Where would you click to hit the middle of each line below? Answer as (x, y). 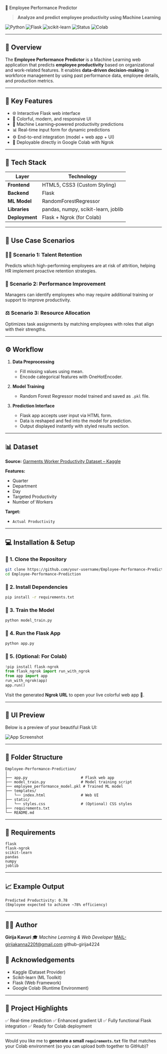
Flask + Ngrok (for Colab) (72, 217)
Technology (83, 176)
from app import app (27, 676)
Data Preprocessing (33, 362)
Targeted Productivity (35, 497)
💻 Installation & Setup (40, 542)
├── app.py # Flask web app (60, 778)
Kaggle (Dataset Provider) (39, 972)
